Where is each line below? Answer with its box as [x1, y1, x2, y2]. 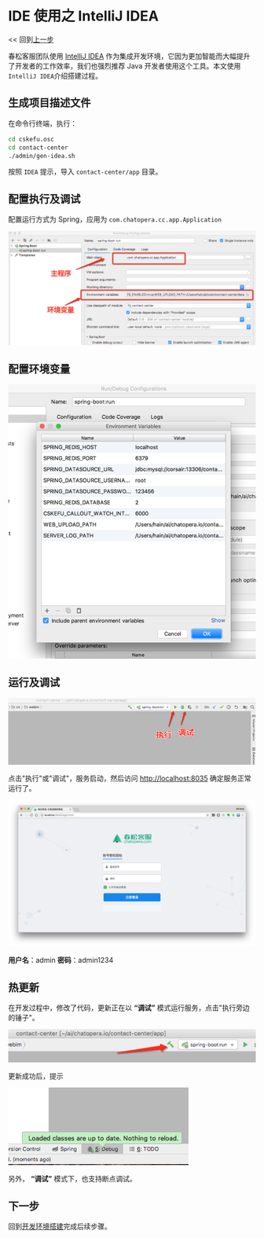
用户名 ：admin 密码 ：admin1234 [8, 956, 114, 965]
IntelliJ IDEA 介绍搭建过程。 [8, 71, 103, 80]
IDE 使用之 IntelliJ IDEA [8, 7, 159, 25]
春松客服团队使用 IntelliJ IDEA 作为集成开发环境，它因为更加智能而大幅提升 [8, 51, 251, 61]
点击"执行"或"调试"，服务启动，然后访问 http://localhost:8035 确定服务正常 [8, 773, 251, 783]
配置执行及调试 [8, 192, 81, 205]
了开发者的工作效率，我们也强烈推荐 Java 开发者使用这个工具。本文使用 [8, 61, 241, 71]
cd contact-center [8, 143, 68, 152]
